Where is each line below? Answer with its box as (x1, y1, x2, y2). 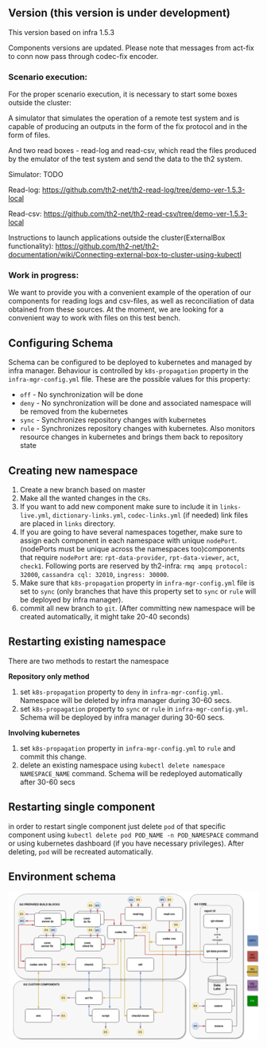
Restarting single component (8, 800, 156, 814)
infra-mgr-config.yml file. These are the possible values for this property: (8, 375, 251, 384)
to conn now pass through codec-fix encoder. (8, 51, 159, 61)
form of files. (8, 131, 50, 140)
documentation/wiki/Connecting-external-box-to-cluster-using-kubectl (8, 250, 242, 260)
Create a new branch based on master (19, 485, 145, 495)
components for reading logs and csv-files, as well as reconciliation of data (8, 296, 254, 306)
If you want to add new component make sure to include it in (19, 502, 219, 512)
